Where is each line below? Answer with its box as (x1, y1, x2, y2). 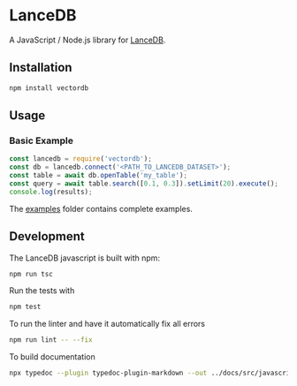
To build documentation (9, 352, 95, 362)
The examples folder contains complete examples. (9, 203, 193, 214)
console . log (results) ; (9, 187, 93, 196)
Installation (9, 60, 72, 75)
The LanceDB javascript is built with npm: (9, 253, 161, 263)
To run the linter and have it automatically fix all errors (9, 319, 206, 329)
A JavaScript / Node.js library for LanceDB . (9, 34, 166, 45)
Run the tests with (9, 285, 75, 296)
